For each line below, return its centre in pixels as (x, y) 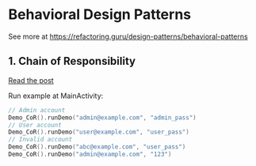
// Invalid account (40, 140)
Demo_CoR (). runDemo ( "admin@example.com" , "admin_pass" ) (102, 117)
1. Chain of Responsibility (72, 61)
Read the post (31, 80)
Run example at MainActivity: (56, 96)
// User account (35, 125)
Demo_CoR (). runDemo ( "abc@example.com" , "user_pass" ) (97, 147)
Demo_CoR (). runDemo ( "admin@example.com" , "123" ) (90, 154)
